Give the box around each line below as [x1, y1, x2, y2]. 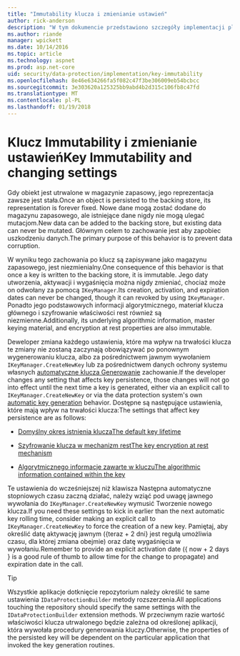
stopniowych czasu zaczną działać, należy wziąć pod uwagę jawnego [7, 491, 214, 500]
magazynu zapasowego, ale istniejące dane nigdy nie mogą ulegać [7, 211, 205, 219]
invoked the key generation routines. [7, 640, 115, 649]
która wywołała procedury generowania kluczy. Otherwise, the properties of [7, 625, 229, 634]
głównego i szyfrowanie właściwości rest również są [7, 308, 162, 317]
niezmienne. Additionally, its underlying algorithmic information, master [7, 316, 216, 324]
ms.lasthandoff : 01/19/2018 [7, 104, 91, 111]
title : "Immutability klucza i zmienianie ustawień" [7, 10, 168, 18]
